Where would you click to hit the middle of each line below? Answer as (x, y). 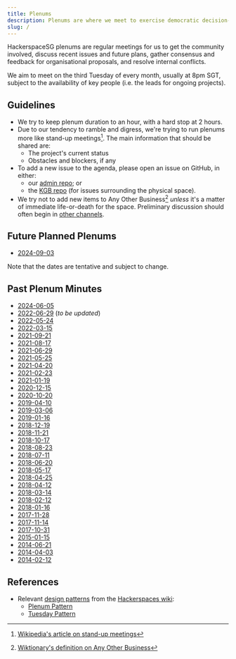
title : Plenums (29, 14)
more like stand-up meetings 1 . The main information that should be (114, 137)
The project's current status (68, 153)
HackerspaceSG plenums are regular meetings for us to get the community (116, 47)
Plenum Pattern (50, 606)
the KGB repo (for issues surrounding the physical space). (112, 190)
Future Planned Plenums (62, 236)
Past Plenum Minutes (55, 289)
